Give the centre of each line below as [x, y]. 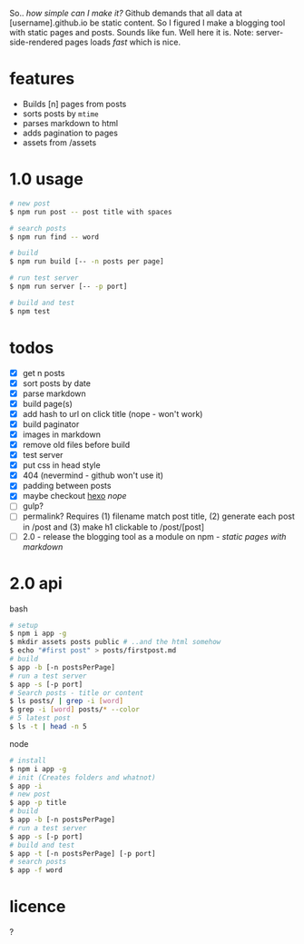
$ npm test [30, 311]
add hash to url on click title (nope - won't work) [113, 413]
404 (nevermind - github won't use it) [93, 475]
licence [38, 907]
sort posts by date [56, 383]
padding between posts [67, 486]
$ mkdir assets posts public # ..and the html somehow [115, 642]
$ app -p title [38, 803]
